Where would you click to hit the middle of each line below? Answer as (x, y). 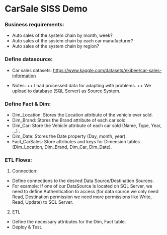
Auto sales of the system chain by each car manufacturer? (72, 41)
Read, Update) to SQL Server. (43, 202)
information (24, 76)
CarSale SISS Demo (46, 9)
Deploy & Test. (27, 227)
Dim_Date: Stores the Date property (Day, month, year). (69, 136)
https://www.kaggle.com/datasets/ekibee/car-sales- (107, 70)
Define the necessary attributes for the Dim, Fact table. (69, 222)
